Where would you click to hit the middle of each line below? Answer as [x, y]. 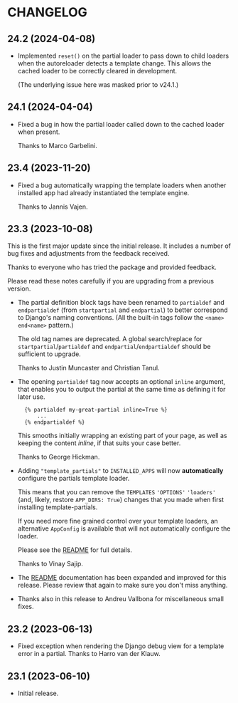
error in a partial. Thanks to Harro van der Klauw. [89, 654]
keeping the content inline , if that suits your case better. [99, 443]
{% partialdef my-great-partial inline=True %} [96, 410]
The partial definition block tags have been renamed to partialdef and [121, 303]
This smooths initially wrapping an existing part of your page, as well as [122, 436]
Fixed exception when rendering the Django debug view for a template [121, 646]
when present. [39, 132]
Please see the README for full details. [75, 550]
